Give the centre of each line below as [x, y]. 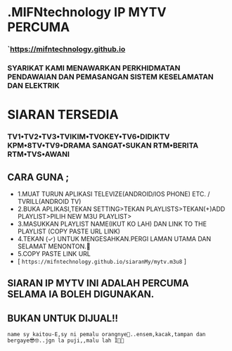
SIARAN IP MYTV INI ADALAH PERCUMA [98, 283]
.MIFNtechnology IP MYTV [87, 12]
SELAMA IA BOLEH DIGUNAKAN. [81, 294]
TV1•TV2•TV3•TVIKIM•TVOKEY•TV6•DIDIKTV [89, 136]
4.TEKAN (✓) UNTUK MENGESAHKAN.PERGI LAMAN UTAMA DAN [114, 238]
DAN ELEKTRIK [33, 86]
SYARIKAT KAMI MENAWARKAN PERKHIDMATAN [94, 68]
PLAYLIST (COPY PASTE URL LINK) [69, 231]
